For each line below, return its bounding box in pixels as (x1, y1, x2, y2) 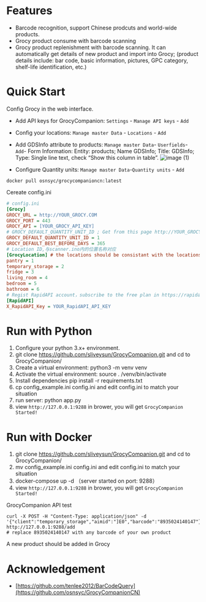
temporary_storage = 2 (6, 263, 64, 269)
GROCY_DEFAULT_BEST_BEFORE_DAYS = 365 (6, 240, 105, 247)
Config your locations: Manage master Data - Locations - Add (15, 129, 167, 136)
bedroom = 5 (6, 280, 37, 287)
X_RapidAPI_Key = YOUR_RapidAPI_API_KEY (6, 303, 112, 309)
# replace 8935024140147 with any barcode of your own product (6, 529, 172, 536)
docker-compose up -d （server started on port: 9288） (15, 477, 158, 485)
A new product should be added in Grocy (6, 541, 110, 548)
